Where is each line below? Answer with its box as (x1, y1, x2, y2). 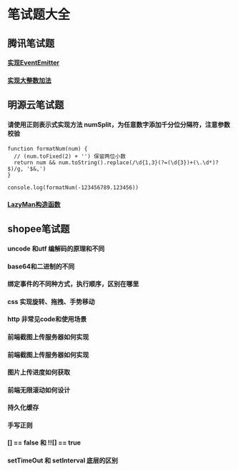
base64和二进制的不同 (7, 262, 75, 270)
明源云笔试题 (7, 99, 64, 111)
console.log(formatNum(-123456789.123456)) (7, 184, 139, 191)
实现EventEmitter (7, 59, 59, 67)
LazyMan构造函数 (7, 200, 61, 208)
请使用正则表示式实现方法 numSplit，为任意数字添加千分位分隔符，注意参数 (7, 120, 231, 128)
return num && (14, 159, 56, 166)
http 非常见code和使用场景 (7, 315, 87, 323)
